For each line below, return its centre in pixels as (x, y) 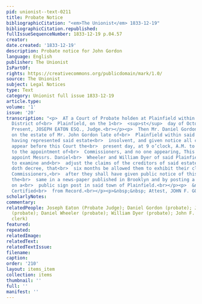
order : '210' (23, 264)
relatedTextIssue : (29, 247)
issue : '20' (21, 113)
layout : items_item (31, 269)
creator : (17, 40)
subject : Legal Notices (36, 85)
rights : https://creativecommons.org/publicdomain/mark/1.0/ (84, 73)
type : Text (20, 90)
